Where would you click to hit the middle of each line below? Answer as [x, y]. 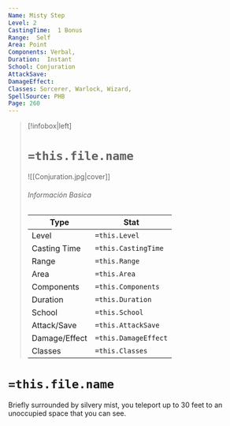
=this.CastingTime [129, 248]
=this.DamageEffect [131, 338]
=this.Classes [121, 351]
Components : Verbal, [42, 52]
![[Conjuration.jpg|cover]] [69, 177]
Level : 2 [22, 23]
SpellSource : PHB [37, 96]
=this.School [119, 313]
